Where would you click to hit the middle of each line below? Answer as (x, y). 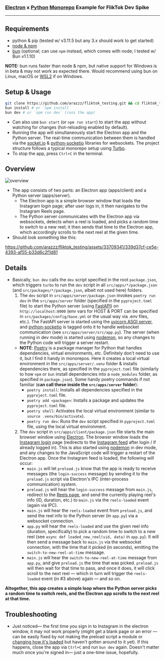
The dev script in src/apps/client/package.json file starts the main (87, 432)
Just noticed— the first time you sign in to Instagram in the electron (80, 626)
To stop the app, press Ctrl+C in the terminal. (58, 153)
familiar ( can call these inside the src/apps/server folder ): (79, 385)
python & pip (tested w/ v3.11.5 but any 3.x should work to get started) (83, 40)
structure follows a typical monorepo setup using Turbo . (69, 148)
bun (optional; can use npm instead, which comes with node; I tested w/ (84, 51)
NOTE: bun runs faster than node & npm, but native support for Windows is (81, 66)
